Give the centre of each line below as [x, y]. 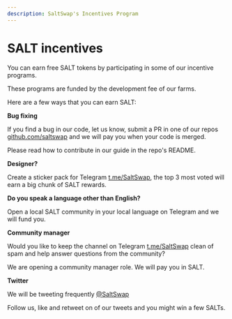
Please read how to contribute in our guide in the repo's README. [102, 150]
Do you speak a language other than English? [74, 198]
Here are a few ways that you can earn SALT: [72, 102]
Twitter [18, 281]
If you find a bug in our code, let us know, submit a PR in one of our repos [113, 129]
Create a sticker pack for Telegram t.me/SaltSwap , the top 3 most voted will [116, 177]
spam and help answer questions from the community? [86, 253]
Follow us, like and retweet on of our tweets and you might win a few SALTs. [116, 307]
